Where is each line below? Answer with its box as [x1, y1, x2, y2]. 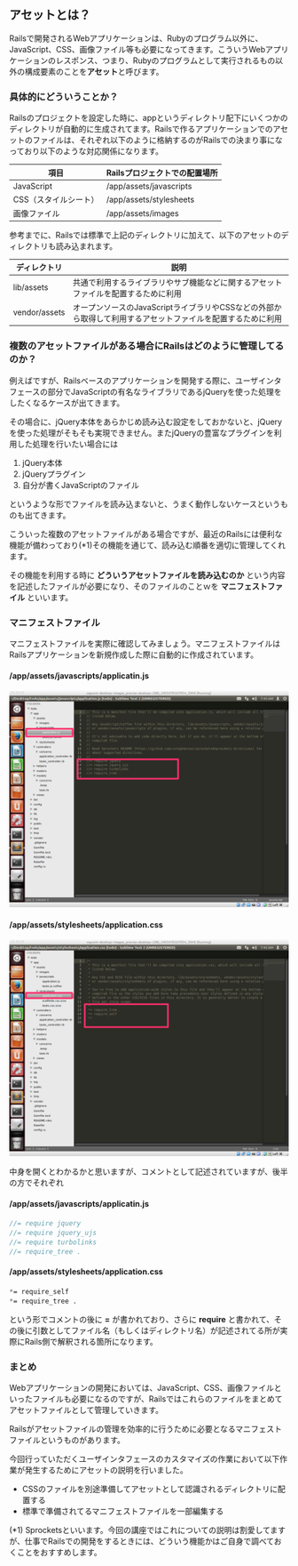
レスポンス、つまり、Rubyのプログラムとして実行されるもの [55, 55, 276, 66]
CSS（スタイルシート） [12, 194, 99, 205]
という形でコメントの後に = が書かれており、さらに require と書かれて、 [9, 1313, 275, 1324]
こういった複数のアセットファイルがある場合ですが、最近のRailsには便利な [9, 528, 283, 539]
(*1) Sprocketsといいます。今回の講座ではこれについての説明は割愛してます [9, 1524, 286, 1535]
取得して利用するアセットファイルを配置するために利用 [80, 313, 282, 324]
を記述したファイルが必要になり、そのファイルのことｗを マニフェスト [9, 581, 268, 591]
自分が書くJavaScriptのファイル [21, 479, 140, 490]
